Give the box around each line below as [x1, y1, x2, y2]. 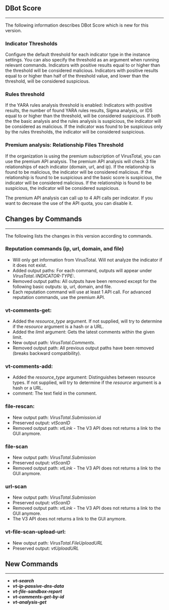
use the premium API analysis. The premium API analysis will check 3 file [5, 158, 156, 164]
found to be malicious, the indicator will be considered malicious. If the [5, 169, 152, 175]
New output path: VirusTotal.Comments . [12, 340, 96, 346]
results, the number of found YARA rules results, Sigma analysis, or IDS [5, 108, 153, 114]
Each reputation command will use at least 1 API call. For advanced [12, 289, 151, 295]
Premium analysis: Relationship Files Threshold [5, 141, 124, 148]
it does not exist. [12, 262, 47, 268]
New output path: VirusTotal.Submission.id [12, 414, 101, 420]
